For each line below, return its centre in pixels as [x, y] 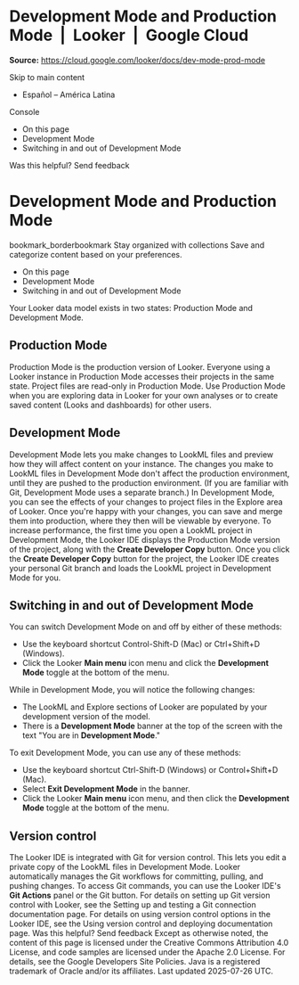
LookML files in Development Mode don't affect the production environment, [149, 473]
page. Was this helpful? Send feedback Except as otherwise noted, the [139, 933]
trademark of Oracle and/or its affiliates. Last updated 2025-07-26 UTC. [141, 971]
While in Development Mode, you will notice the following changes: [132, 690]
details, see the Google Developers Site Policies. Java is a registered [135, 962]
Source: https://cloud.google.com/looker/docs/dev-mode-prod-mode [137, 60]
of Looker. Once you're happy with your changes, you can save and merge [146, 511]
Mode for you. [35, 578]
